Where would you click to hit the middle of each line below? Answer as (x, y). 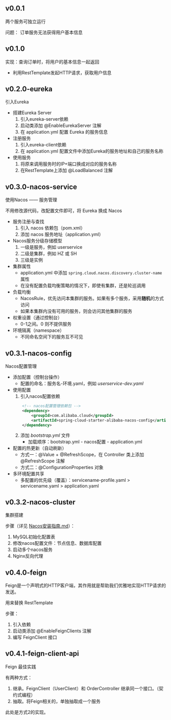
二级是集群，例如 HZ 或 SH (49, 253)
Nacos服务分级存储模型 (37, 241)
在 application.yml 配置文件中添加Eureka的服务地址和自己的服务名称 (92, 151)
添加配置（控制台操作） (37, 377)
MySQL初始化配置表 (34, 537)
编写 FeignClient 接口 (35, 638)
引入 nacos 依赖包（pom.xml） (53, 228)
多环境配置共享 (28, 474)
